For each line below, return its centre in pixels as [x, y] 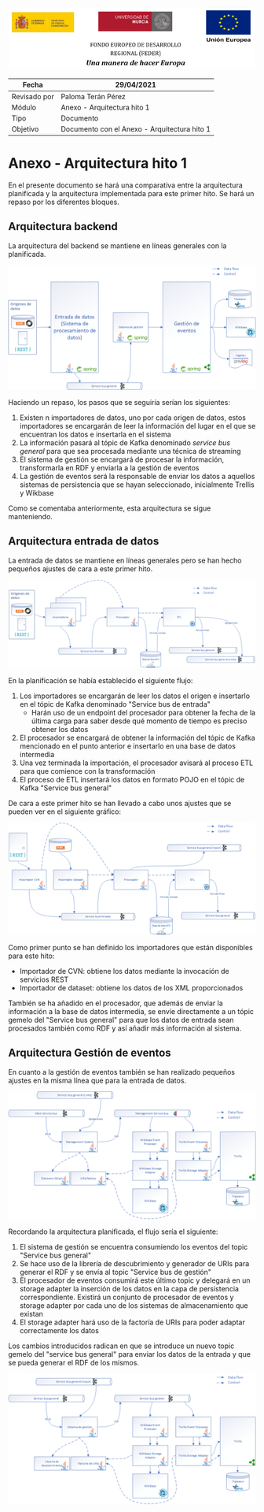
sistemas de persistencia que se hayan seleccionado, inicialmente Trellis [137, 485]
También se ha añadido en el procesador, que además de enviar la [115, 1003]
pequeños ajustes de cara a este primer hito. [81, 568]
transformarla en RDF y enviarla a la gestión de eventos [109, 467]
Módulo [24, 107]
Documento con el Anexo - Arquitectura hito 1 [136, 129]
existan [31, 1313]
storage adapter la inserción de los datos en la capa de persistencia [129, 1288]
